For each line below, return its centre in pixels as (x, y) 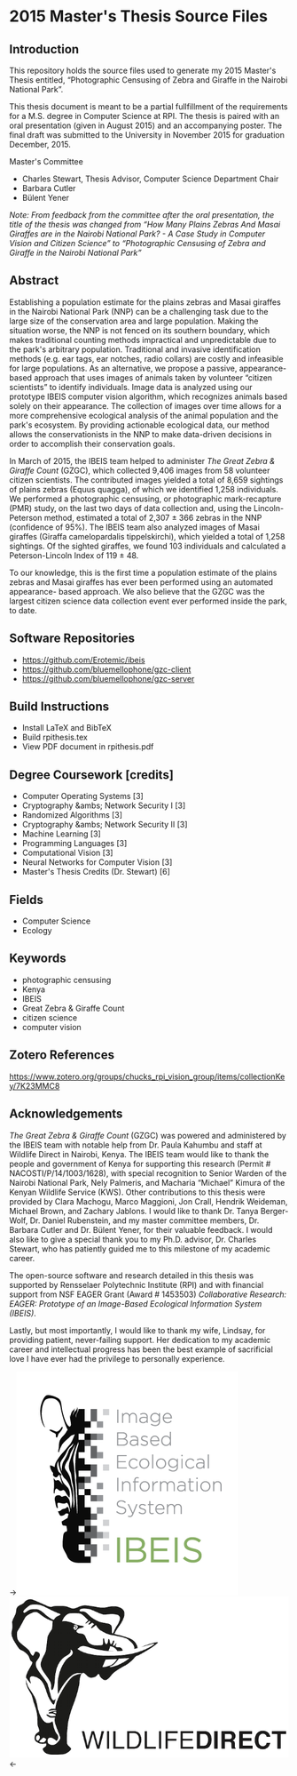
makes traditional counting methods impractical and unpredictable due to (143, 340)
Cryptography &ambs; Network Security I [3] (104, 805)
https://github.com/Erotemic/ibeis (83, 660)
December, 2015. (40, 144)
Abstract (34, 280)
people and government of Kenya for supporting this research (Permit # (140, 1164)
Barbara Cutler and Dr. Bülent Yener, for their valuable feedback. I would (141, 1229)
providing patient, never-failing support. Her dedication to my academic (140, 1340)
